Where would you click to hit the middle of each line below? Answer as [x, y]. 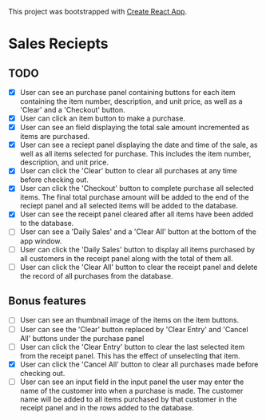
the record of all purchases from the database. [96, 275]
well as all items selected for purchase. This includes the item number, [135, 154]
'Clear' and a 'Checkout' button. [72, 110]
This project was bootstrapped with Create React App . [98, 12]
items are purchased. [55, 137]
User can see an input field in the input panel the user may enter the [132, 382]
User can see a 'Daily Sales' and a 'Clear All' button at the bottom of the [138, 232]
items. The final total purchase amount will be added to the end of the [134, 197]
